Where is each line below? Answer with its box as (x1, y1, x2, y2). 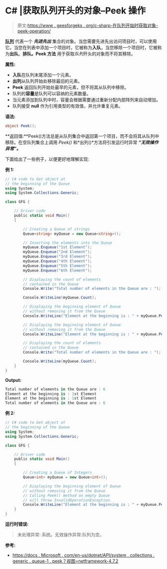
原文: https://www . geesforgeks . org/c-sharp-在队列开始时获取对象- (17, 22, 158, 28)
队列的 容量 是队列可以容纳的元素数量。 (12, 91, 91, 96)
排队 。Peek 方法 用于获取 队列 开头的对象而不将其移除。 (22, 51, 136, 57)
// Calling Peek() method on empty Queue (23, 493, 110, 498)
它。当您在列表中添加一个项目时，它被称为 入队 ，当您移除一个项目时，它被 (5, 44, 158, 50)
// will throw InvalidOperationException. (23, 497, 112, 503)
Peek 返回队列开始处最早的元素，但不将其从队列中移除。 (12, 84, 129, 90)
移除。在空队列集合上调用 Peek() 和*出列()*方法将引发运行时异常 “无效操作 (5, 139, 159, 145)
